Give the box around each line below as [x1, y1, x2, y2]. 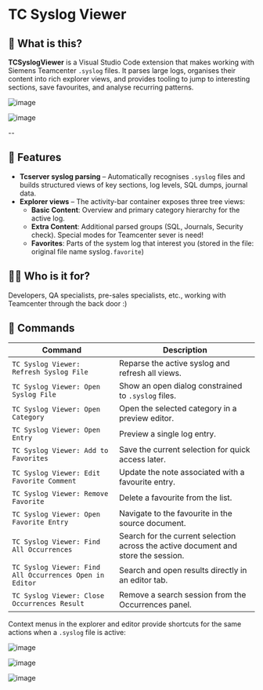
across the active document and [118, 540, 237, 551]
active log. [31, 214, 65, 223]
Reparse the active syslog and [118, 358, 230, 369]
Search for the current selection [118, 531, 236, 542]
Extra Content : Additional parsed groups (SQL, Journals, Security [31, 221, 244, 231]
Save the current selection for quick [118, 444, 250, 455]
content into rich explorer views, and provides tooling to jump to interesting [8, 75, 250, 83]
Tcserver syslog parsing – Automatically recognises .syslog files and [19, 171, 245, 181]
